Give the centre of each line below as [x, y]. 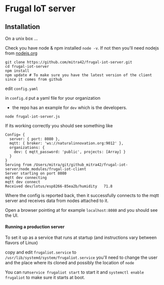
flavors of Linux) [22, 243]
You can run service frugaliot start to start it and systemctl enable [75, 272]
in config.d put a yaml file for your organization [53, 98]
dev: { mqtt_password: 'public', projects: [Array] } [70, 152]
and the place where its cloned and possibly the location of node [70, 263]
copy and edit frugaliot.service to [41, 252]
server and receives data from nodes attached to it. [57, 200]
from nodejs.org [21, 53]
